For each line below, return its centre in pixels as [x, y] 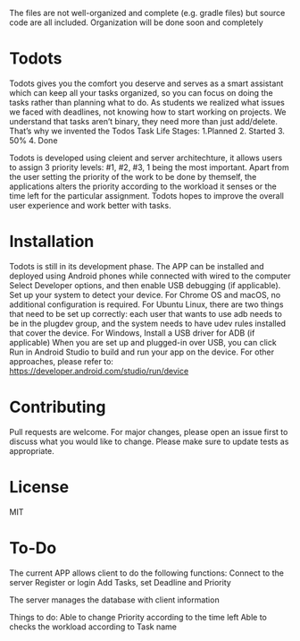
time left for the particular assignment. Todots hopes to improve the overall [146, 195]
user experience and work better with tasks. [90, 205]
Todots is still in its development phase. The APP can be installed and [137, 266]
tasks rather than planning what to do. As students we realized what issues [147, 102]
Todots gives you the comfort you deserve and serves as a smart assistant [146, 83]
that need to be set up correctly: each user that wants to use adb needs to [146, 313]
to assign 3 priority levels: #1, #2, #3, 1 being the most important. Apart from [149, 167]
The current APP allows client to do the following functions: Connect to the [146, 573]
